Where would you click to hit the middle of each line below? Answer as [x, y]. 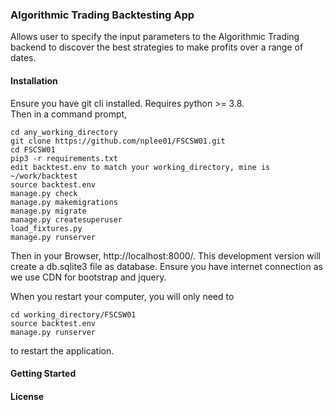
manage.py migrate [48, 211]
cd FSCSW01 [33, 149]
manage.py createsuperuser [66, 219]
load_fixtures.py [46, 228]
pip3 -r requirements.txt [64, 158]
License [27, 396]
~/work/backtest [44, 176]
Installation [34, 80]
